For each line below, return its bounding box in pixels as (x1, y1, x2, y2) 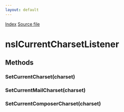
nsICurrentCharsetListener (5, 38, 120, 50)
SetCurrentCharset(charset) (5, 73, 76, 80)
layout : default (5, 7, 39, 12)
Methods (5, 58, 34, 67)
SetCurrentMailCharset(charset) (5, 87, 86, 94)
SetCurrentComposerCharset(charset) (5, 100, 101, 107)
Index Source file (5, 21, 40, 27)
